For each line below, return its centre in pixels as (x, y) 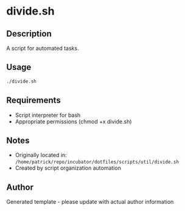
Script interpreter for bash (48, 115)
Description (29, 34)
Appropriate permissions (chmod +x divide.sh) (73, 121)
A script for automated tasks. (43, 48)
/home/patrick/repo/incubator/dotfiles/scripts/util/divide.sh (97, 162)
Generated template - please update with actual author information (90, 202)
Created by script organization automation (68, 168)
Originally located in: (41, 155)
